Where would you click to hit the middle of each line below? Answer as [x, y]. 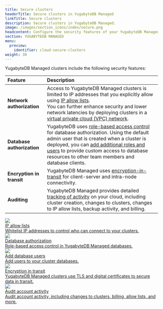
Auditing [18, 200]
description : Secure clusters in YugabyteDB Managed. [61, 23]
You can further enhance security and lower [97, 107]
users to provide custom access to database [97, 151]
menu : [10, 41]
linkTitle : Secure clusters [33, 18]
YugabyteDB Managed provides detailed [93, 191]
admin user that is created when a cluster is [97, 139]
